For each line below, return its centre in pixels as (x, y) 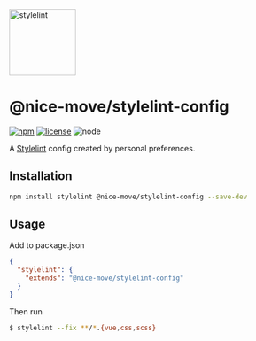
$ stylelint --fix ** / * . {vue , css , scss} (83, 328)
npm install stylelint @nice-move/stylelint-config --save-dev (128, 197)
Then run (26, 311)
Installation (41, 176)
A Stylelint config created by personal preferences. (102, 148)
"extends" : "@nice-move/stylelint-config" (105, 278)
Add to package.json (47, 245)
